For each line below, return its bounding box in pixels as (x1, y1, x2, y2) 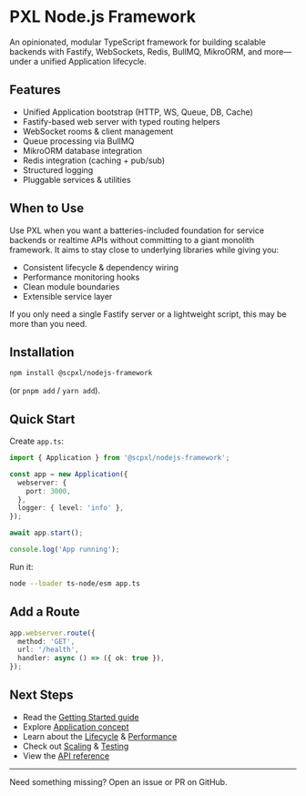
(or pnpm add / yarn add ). (9, 385, 101, 396)
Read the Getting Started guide (22, 711, 139, 722)
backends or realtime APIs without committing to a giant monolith (9, 234, 255, 245)
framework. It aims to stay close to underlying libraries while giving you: (9, 244, 280, 255)
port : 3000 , (25, 486, 71, 495)
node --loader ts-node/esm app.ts (9, 578, 141, 588)
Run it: (9, 561, 34, 572)
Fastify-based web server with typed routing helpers (22, 116, 220, 127)
